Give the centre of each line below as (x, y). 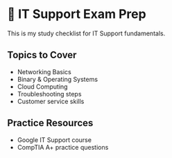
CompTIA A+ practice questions (63, 147)
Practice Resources (50, 123)
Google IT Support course (54, 140)
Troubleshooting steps (49, 94)
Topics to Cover (42, 55)
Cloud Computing (42, 87)
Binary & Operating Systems (58, 79)
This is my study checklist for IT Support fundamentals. (86, 33)
